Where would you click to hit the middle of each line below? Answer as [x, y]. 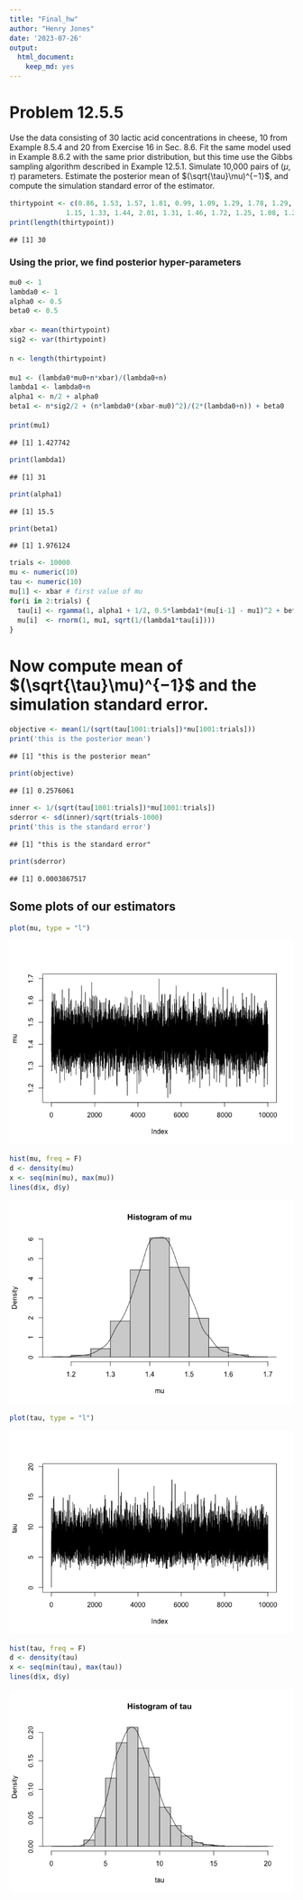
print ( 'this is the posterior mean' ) [80, 739]
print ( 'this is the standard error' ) [80, 827]
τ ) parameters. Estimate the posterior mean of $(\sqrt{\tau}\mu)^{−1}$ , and [149, 175]
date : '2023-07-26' [46, 38]
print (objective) [42, 774]
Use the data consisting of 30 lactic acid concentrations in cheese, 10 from [149, 137]
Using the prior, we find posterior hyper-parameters [125, 262]
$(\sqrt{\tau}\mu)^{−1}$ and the [133, 685]
